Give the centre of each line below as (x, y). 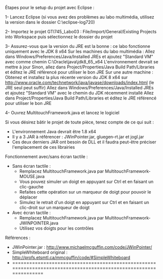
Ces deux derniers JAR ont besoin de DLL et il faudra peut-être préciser (84, 142)
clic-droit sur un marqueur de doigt (54, 208)
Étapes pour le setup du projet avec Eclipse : (50, 8)
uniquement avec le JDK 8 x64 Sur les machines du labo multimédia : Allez (80, 51)
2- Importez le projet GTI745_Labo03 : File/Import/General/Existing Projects (81, 31)
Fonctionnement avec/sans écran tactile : (46, 157)
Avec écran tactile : (31, 213)
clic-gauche (31, 187)
